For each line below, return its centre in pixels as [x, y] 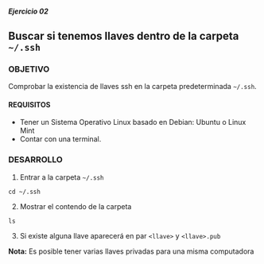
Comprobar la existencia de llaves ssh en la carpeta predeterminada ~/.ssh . [132, 87]
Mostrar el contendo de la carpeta [76, 206]
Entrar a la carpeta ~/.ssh [62, 177]
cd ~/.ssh [25, 192]
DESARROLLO [36, 160]
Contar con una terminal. [60, 139]
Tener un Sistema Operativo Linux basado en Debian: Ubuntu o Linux [133, 122]
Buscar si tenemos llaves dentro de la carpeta [124, 36]
